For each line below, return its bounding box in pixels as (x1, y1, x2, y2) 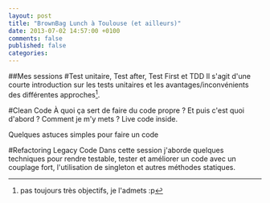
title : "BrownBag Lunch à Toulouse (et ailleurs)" (8, 19, 182, 27)
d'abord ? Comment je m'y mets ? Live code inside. (8, 114, 178, 123)
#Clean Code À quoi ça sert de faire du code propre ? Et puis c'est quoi (8, 106, 245, 115)
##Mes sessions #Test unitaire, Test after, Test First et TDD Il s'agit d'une (8, 72, 252, 81)
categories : (8, 49, 48, 57)
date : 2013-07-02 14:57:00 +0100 (8, 27, 121, 35)
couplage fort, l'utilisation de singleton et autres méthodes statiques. (8, 162, 235, 172)
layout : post (8, 11, 52, 20)
